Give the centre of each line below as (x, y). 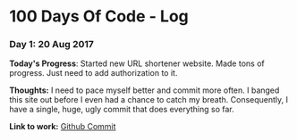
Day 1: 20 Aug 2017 (51, 45)
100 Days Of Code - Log (99, 16)
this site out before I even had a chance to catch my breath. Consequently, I (149, 100)
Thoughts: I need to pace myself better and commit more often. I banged (144, 90)
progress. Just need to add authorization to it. (93, 73)
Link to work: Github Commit (63, 127)
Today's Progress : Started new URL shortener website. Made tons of (137, 63)
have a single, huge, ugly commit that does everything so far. (122, 110)
